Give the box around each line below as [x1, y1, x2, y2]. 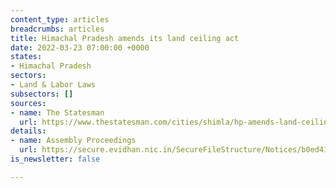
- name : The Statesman [10, 107, 105, 118]
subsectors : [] [10, 89, 74, 99]
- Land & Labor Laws [10, 80, 97, 90]
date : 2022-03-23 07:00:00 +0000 [10, 42, 150, 53]
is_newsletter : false [10, 154, 101, 164]
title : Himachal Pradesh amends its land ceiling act [10, 33, 240, 43]
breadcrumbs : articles [10, 24, 105, 34]
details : [10, 126, 47, 136]
